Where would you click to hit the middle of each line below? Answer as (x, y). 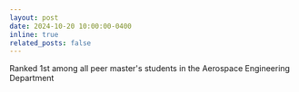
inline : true (34, 34)
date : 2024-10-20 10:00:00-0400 (70, 26)
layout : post (34, 18)
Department (32, 78)
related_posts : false (50, 43)
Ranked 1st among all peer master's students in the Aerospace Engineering (150, 69)
